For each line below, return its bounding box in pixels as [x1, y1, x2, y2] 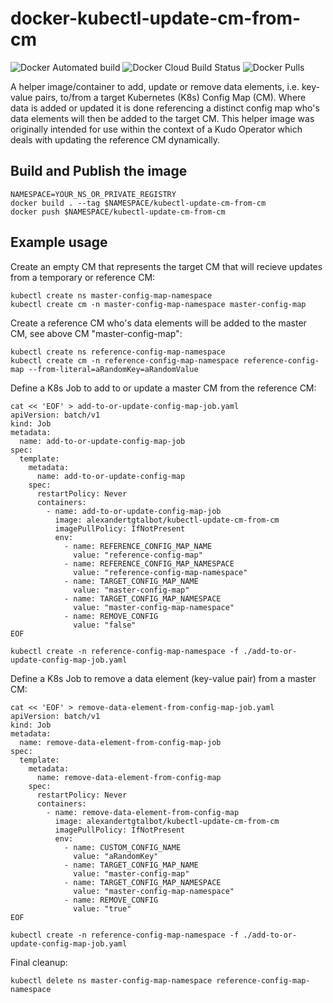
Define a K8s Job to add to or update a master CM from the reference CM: [10, 382, 317, 394]
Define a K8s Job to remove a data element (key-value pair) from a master [10, 672, 317, 684]
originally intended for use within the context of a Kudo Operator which [10, 123, 303, 135]
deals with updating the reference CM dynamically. [10, 133, 221, 146]
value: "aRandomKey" [73, 851, 159, 861]
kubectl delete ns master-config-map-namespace [10, 975, 213, 986]
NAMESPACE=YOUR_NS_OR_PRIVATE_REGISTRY [10, 189, 177, 199]
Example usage [10, 234, 108, 251]
